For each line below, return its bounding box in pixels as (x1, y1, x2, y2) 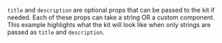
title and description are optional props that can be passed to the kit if (7, 6, 215, 14)
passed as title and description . (7, 28, 105, 36)
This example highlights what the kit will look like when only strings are (7, 21, 211, 28)
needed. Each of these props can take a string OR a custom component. (7, 13, 215, 21)
